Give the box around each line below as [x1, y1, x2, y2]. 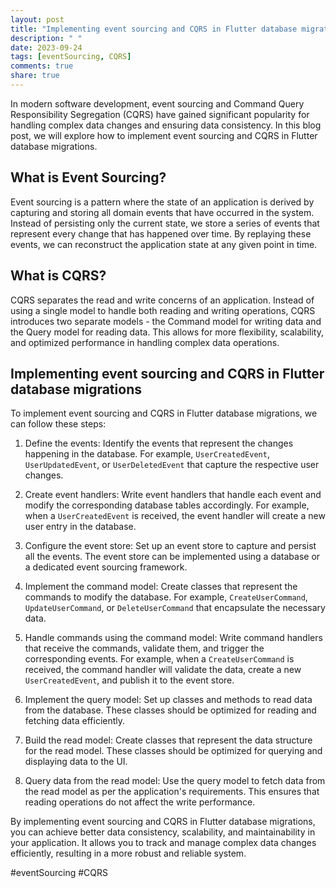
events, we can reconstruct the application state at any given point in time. [10, 238, 318, 250]
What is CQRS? [10, 267, 107, 285]
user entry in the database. [24, 521, 137, 533]
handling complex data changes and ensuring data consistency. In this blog [10, 119, 322, 131]
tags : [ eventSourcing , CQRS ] [10, 52, 132, 62]
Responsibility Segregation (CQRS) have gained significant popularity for [10, 108, 310, 120]
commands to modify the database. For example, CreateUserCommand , [24, 591, 308, 603]
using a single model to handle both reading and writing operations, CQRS [10, 304, 316, 316]
